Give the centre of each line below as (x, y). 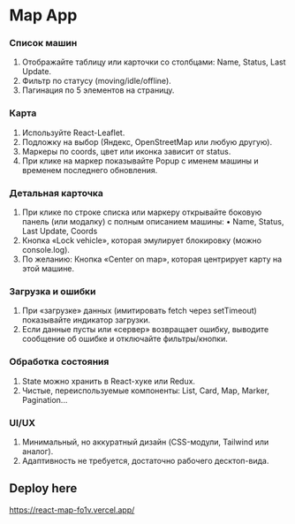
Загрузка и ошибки (53, 291)
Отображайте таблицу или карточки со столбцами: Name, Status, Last (154, 62)
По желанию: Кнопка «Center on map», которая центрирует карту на (152, 259)
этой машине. (48, 269)
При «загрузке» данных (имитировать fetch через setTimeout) (140, 311)
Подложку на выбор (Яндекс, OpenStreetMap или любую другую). (147, 141)
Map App (43, 15)
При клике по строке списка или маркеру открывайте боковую (142, 212)
